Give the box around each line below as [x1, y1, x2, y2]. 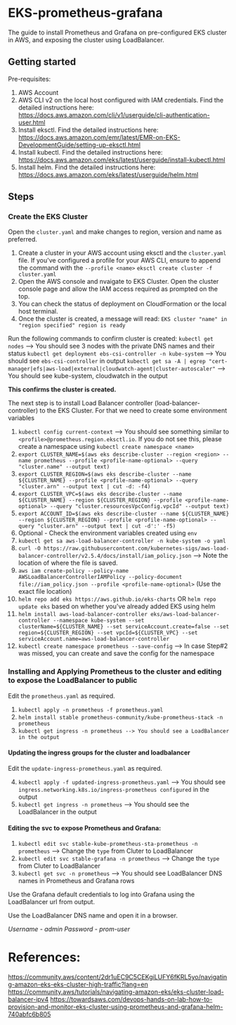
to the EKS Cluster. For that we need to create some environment [39, 406, 228, 415]
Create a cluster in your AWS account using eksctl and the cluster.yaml [18, 249, 227, 257]
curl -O [18, 545, 41, 552]
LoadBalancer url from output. [8, 898, 96, 906]
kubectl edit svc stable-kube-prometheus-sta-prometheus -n [18, 841, 198, 848]
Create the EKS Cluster [8, 212, 88, 222]
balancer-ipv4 [8, 995, 49, 1004]
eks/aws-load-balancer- [150, 611, 220, 618]
